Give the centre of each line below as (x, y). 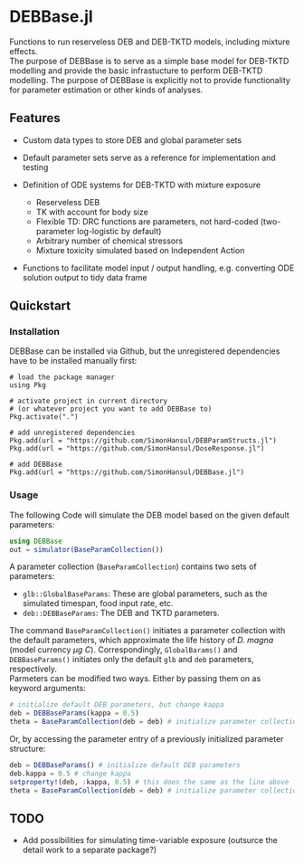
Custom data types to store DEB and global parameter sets (132, 140)
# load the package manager (62, 377)
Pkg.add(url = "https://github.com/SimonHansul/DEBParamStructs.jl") (143, 441)
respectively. (33, 669)
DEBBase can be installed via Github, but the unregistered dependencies (145, 351)
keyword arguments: (47, 688)
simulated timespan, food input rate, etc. (98, 603)
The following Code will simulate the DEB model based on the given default (149, 515)
